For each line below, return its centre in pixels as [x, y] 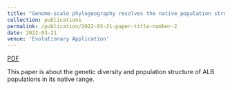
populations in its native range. [51, 79]
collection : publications [44, 20]
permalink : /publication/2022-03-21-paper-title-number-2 [92, 26]
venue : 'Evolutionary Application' [58, 39]
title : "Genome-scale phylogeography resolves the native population [109, 13]
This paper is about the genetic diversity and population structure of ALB [111, 72]
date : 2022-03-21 [32, 33]
